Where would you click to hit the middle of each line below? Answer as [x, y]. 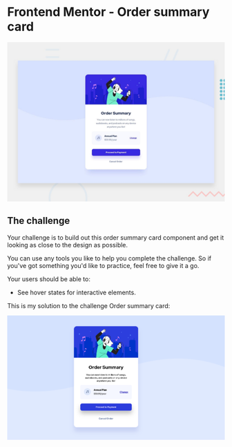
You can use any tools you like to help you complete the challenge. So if [109, 258]
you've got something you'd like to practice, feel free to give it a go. [103, 265]
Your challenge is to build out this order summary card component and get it [116, 237]
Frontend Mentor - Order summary [108, 12]
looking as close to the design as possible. [68, 245]
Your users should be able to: [49, 279]
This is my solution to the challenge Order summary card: [89, 305]
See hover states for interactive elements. [76, 292]
